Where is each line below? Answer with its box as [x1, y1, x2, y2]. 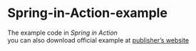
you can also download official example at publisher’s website [7, 35, 190, 44]
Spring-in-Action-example [7, 5, 167, 21]
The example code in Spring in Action [7, 28, 118, 37]
